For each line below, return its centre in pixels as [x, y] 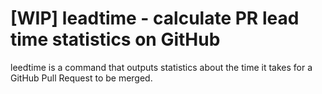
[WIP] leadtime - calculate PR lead [155, 18]
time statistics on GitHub [115, 39]
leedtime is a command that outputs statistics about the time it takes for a [161, 67]
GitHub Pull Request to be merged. [81, 78]
